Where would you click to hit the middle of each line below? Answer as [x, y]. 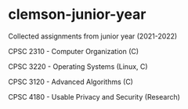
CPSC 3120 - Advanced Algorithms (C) [70, 82]
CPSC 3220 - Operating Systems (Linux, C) [78, 66]
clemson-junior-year [77, 15]
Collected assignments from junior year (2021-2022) [93, 36]
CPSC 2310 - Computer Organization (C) [74, 51]
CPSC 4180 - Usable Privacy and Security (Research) [94, 96]
